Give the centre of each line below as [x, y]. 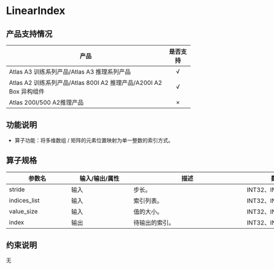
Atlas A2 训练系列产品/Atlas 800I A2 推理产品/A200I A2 [85, 83]
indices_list [24, 200]
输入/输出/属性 [100, 178]
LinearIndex [36, 11]
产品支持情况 [29, 34]
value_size [23, 211]
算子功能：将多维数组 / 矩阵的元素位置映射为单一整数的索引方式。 [94, 140]
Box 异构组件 [27, 92]
